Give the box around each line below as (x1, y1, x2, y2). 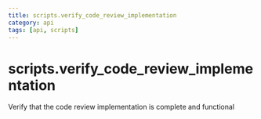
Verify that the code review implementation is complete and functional (8, 103, 235, 112)
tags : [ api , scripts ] (8, 26, 79, 34)
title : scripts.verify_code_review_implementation (8, 11, 177, 20)
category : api (8, 19, 55, 27)
